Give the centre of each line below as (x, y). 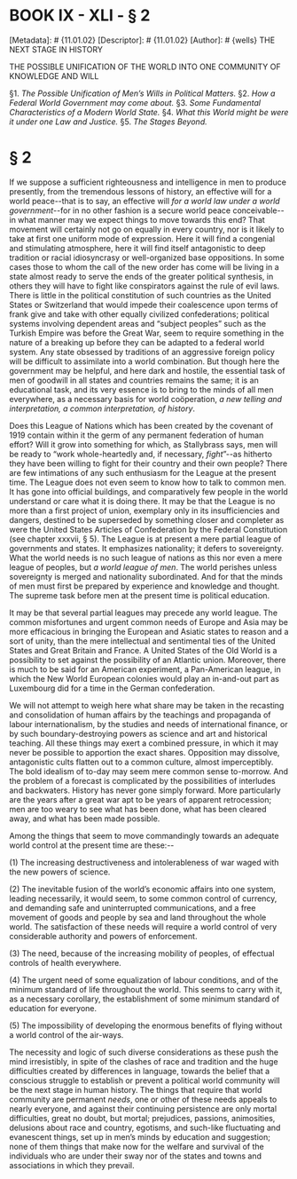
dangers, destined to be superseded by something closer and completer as (147, 519)
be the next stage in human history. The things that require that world (136, 1089)
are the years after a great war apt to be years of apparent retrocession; (141, 799)
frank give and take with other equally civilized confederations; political (139, 314)
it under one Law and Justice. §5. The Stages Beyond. (108, 122)
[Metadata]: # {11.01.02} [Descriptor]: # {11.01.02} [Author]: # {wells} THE (142, 40)
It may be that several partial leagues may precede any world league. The (143, 613)
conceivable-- (259, 210)
